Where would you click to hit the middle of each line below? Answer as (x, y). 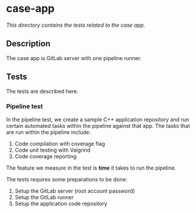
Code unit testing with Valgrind (53, 150)
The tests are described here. (42, 91)
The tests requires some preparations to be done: (67, 179)
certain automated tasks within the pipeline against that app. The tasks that (98, 126)
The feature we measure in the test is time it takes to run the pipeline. (91, 168)
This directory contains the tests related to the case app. (76, 25)
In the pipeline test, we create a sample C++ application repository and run (98, 119)
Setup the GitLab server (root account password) (75, 191)
